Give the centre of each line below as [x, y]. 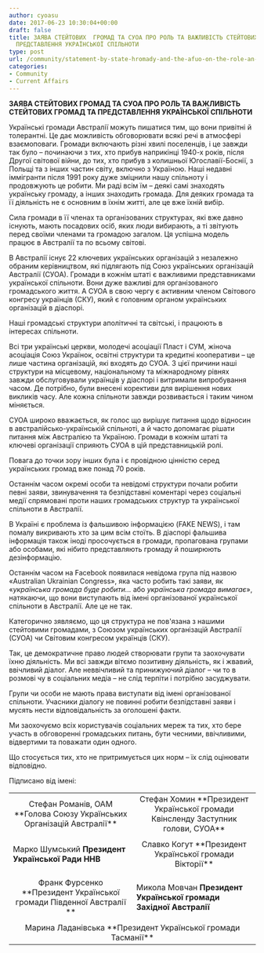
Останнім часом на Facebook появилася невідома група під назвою [123, 572]
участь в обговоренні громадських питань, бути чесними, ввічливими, [128, 733]
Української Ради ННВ [57, 859]
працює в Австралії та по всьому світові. [78, 242]
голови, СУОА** [194, 828]
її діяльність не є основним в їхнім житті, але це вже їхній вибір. [117, 202]
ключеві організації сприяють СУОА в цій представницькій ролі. [116, 445]
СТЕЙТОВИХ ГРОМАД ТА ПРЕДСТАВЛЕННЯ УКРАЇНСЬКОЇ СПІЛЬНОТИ [131, 111]
